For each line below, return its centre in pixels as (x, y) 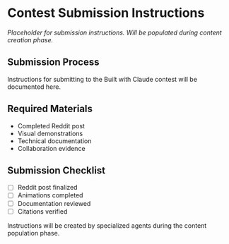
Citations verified (42, 211)
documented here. (34, 87)
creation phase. (30, 39)
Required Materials (50, 109)
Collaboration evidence (52, 148)
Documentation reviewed (54, 203)
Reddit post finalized (47, 188)
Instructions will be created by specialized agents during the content (107, 225)
